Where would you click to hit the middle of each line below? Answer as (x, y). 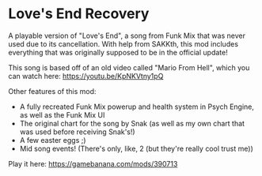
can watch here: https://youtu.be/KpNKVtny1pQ (86, 76)
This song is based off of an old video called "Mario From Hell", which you (129, 67)
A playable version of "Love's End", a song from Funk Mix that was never (127, 36)
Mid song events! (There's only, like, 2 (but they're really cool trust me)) (136, 148)
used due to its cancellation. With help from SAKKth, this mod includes (123, 43)
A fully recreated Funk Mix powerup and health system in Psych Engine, (137, 107)
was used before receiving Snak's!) (78, 132)
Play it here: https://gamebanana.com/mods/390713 (93, 163)
